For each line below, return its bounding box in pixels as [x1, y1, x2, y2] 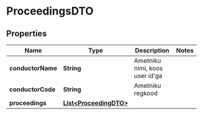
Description [135, 47, 170, 54]
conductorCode [9, 85, 56, 93]
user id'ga [134, 71, 163, 80]
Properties [6, 28, 47, 39]
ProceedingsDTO [6, 4, 94, 18]
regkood [134, 89, 158, 97]
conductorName [9, 64, 57, 72]
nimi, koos [134, 64, 163, 72]
